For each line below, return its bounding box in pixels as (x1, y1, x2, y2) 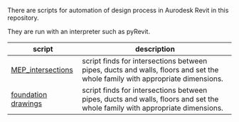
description (134, 44, 176, 54)
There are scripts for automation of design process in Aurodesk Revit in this (7, 6, 229, 14)
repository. (7, 13, 39, 22)
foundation (11, 90, 48, 99)
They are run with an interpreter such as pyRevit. (7, 28, 151, 35)
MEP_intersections (11, 65, 73, 74)
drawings (11, 99, 43, 109)
